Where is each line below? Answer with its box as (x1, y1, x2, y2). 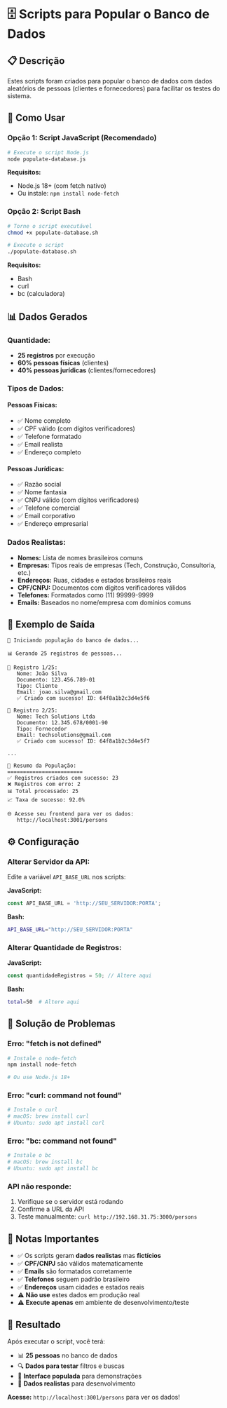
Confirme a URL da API (17, 1205, 84, 1214)
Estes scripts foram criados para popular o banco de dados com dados (7, 77, 212, 85)
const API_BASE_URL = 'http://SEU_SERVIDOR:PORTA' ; (7, 900, 161, 907)
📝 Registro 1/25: (7, 664, 58, 671)
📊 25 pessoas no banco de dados (17, 1351, 118, 1360)
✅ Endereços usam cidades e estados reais (17, 1283, 145, 1292)
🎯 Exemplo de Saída (7, 618, 95, 630)
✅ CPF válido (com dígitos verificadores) (17, 424, 135, 433)
